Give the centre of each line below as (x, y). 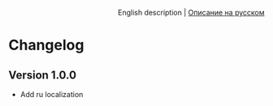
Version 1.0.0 (43, 75)
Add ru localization (52, 94)
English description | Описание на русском (191, 13)
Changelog (46, 45)
